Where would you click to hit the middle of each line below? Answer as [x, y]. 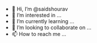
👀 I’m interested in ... [36, 15]
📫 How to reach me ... [39, 34]
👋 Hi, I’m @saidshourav [40, 9]
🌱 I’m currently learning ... [43, 21]
